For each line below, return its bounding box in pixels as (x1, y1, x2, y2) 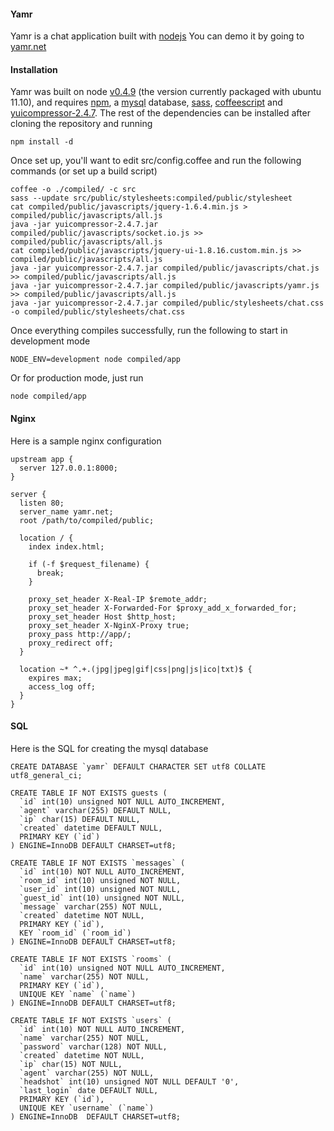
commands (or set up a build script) (10, 165, 158, 177)
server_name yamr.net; (19, 506, 114, 517)
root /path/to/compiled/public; (19, 515, 155, 525)
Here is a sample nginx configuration (10, 435, 162, 447)
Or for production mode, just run (10, 372, 144, 384)
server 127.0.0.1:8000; (19, 463, 118, 473)
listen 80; (19, 498, 65, 508)
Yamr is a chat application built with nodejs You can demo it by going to (10, 30, 305, 42)
